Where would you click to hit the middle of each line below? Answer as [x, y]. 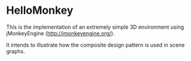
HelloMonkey [40, 10]
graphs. [16, 51]
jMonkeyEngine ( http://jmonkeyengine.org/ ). [61, 33]
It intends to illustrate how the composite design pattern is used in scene [95, 45]
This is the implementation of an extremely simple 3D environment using [95, 27]
